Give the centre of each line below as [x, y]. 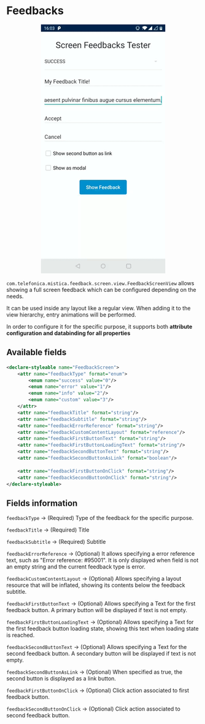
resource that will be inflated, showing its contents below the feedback [96, 585]
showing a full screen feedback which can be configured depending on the [101, 289]
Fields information [42, 503]
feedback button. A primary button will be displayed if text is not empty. [97, 610]
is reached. [21, 635]
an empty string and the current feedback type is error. [76, 567]
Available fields [37, 352]
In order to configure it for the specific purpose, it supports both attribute [99, 326]
